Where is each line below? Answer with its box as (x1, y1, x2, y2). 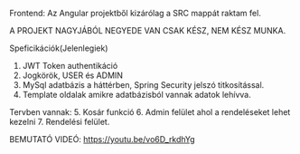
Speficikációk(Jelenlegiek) (9, 43, 108, 53)
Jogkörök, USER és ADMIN (22, 70, 124, 81)
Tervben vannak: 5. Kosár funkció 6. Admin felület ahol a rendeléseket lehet (9, 107, 291, 117)
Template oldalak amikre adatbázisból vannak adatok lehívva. (22, 90, 251, 100)
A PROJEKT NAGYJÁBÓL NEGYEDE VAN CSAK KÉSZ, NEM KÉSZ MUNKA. (9, 25, 286, 35)
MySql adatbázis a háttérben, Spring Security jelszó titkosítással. (22, 80, 265, 90)
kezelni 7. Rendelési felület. (9, 117, 110, 127)
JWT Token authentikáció (22, 61, 118, 71)
